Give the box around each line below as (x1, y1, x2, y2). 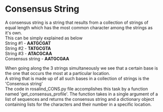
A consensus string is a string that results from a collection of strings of (5, 19, 148, 25)
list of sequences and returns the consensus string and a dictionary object (5, 96, 154, 102)
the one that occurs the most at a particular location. (5, 70, 110, 76)
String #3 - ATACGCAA (5, 50, 53, 56)
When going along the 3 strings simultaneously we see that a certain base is (5, 65, 158, 71)
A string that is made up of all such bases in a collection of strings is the (5, 75, 149, 81)
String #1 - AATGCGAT (5, 40, 51, 46)
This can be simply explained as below (5, 35, 83, 41)
